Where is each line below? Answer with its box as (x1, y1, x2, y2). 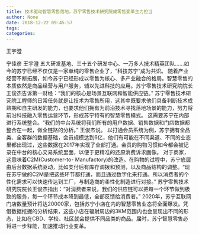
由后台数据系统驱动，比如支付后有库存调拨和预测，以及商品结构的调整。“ (6, 164, 185, 171)
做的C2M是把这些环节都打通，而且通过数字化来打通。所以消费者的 (21, 171, 184, 178)
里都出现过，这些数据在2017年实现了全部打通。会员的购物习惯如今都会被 (6, 141, 184, 148)
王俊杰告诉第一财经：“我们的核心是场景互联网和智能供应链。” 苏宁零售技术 (6, 90, 187, 97)
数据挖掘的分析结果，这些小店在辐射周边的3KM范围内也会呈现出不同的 (11, 208, 184, 215)
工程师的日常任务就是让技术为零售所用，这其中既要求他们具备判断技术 (16, 97, 188, 104)
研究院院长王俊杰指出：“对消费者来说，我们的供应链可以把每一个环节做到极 (6, 185, 191, 192)
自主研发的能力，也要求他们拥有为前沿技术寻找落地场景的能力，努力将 (21, 105, 193, 112)
